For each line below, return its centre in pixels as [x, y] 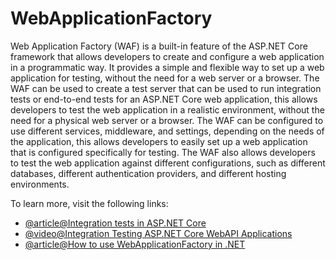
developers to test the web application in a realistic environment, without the [167, 109]
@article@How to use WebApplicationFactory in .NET [135, 244]
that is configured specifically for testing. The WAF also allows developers [163, 152]
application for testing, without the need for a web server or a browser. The [165, 78]
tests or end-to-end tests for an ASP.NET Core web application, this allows [164, 99]
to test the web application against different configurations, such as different [168, 163]
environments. [40, 184]
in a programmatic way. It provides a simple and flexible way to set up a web [167, 67]
